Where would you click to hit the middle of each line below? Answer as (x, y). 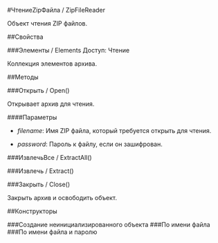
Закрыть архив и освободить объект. (62, 198)
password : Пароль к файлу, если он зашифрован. (90, 144)
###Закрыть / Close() (39, 184)
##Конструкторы (32, 211)
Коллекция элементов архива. (52, 64)
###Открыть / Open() (38, 90)
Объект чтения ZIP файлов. (47, 23)
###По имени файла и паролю (52, 232)
